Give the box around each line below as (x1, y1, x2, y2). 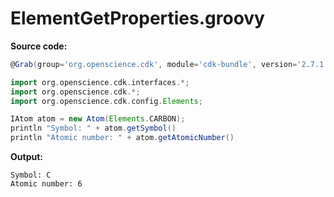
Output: (10, 151, 43, 163)
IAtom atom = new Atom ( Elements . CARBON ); (10, 114, 186, 124)
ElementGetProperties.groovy (10, 7, 265, 30)
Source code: (10, 40, 68, 52)
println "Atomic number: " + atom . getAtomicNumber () (10, 133, 235, 143)
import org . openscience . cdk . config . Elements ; (10, 96, 203, 106)
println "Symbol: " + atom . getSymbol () (10, 123, 177, 134)
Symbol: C (10, 170, 52, 181)
